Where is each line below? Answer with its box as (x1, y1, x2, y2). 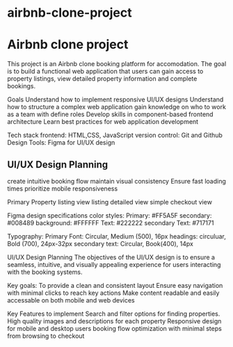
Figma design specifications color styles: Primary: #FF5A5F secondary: (7, 211, 212, 220)
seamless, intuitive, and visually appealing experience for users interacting (7, 260, 221, 268)
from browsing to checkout (7, 332, 85, 340)
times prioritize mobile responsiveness (7, 184, 118, 193)
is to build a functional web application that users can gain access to (7, 67, 204, 76)
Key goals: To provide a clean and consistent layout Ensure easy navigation (7, 281, 223, 289)
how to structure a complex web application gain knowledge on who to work (7, 103, 226, 111)
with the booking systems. (7, 268, 83, 276)
